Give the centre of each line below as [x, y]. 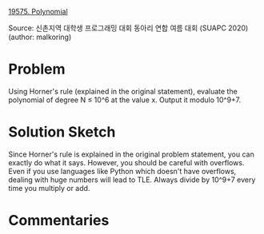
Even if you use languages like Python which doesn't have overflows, [122, 171]
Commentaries [59, 221]
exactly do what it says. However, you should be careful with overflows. [126, 162]
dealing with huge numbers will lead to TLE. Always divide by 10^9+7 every [132, 180]
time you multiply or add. [49, 188]
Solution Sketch [62, 132]
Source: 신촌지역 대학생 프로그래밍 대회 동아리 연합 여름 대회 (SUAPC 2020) [128, 28]
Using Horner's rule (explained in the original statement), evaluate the [123, 91]
